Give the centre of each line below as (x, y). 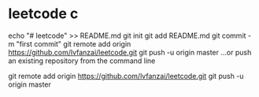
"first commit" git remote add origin (74, 43)
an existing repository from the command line (82, 61)
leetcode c (43, 14)
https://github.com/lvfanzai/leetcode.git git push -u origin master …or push (130, 52)
